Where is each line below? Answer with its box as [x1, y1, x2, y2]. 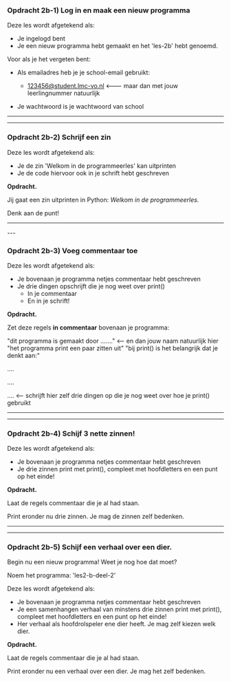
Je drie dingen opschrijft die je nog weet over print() [16, 281, 165, 290]
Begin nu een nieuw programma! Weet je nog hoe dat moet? [7, 558, 177, 566]
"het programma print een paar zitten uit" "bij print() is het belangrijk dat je [7, 343, 219, 352]
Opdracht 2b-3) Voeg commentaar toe [7, 246, 138, 255]
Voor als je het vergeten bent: [7, 55, 91, 63]
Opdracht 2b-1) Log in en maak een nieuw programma [7, 6, 190, 15]
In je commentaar [27, 289, 78, 297]
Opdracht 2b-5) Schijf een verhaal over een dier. [7, 542, 172, 552]
